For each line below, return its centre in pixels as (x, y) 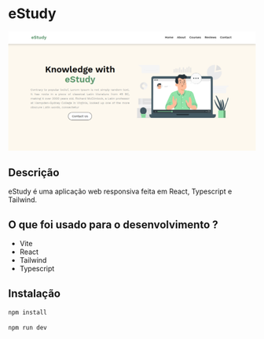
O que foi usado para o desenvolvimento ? (113, 225)
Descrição (34, 173)
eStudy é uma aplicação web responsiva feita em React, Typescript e (120, 192)
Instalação (35, 293)
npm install (27, 313)
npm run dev (27, 327)
